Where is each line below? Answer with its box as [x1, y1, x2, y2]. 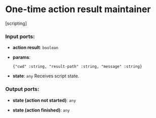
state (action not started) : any [12, 97, 76, 103]
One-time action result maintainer [5, 4, 151, 15]
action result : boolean [12, 45, 59, 51]
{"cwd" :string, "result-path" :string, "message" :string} [12, 64, 142, 69]
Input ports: [5, 33, 35, 40]
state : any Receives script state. [12, 73, 80, 79]
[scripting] [5, 20, 27, 26]
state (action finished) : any [12, 107, 70, 113]
